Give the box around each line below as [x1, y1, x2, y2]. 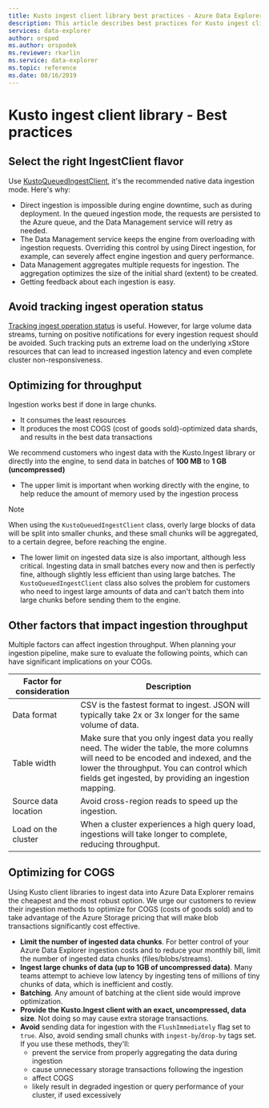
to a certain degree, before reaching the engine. [8, 537, 167, 547]
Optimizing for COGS [8, 866, 115, 880]
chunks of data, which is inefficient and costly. [19, 979, 174, 989]
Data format [12, 710, 58, 721]
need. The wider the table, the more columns [80, 742, 249, 754]
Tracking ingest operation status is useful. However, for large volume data [8, 321, 252, 331]
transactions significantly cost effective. [8, 921, 140, 931]
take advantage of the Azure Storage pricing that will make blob [8, 912, 219, 922]
